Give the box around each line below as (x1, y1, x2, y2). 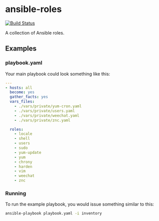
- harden (14, 164, 33, 169)
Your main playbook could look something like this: (5, 71, 110, 77)
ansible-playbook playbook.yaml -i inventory (5, 211, 102, 216)
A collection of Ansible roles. (5, 30, 65, 36)
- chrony (14, 159, 33, 164)
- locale (14, 131, 33, 136)
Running (5, 189, 27, 196)
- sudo (14, 145, 28, 150)
